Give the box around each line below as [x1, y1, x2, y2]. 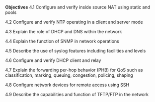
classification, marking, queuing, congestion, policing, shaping [5, 72, 133, 78]
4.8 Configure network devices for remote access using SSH [5, 82, 130, 88]
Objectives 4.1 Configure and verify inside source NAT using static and [5, 4, 151, 10]
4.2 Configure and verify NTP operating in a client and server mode [5, 19, 143, 25]
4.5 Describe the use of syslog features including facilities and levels [5, 48, 146, 53]
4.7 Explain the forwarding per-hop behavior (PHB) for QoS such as [5, 67, 143, 73]
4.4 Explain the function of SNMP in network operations [5, 38, 119, 44]
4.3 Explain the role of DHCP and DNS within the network [5, 29, 122, 34]
